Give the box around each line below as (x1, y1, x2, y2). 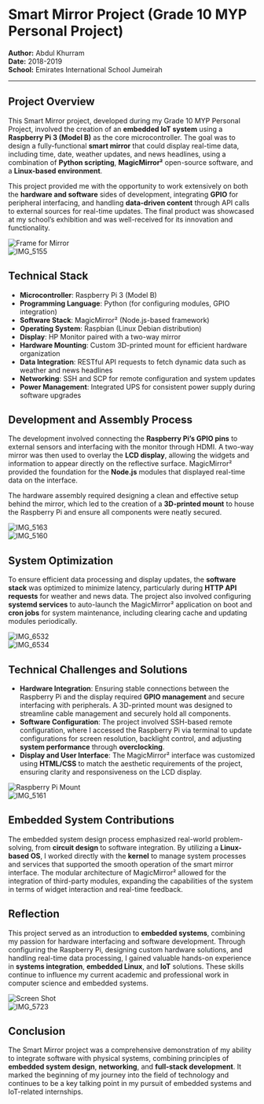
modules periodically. (8, 617, 78, 626)
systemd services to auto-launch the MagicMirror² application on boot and (8, 600, 253, 610)
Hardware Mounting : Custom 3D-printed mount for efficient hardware (19, 340, 247, 350)
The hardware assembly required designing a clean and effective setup (8, 491, 239, 501)
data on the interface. (8, 475, 79, 485)
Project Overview (8, 95, 95, 108)
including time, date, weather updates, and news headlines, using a (8, 149, 226, 159)
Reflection (8, 908, 60, 921)
